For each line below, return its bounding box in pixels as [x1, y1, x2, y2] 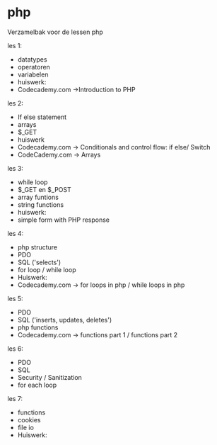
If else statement [17, 113, 67, 121]
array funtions [17, 193, 59, 201]
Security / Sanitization [17, 373, 83, 381]
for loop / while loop [17, 265, 76, 274]
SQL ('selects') [17, 258, 61, 266]
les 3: [7, 164, 23, 172]
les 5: [7, 294, 23, 303]
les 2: [7, 98, 23, 107]
